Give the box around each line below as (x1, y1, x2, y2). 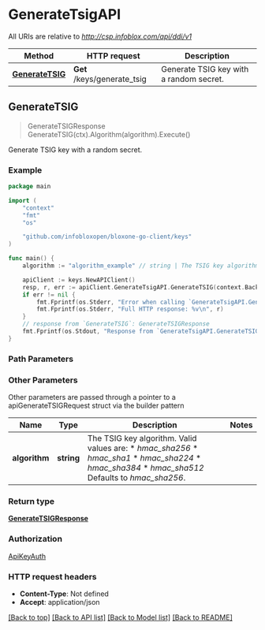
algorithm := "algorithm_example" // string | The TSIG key (22, 262, 224, 270)
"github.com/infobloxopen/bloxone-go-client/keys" (22, 233, 192, 241)
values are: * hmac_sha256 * (87, 443, 199, 454)
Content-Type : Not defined (19, 589, 109, 598)
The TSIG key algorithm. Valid (87, 433, 197, 444)
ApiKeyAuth (8, 551, 47, 561)
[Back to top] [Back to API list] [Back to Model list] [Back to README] (8, 613, 233, 622)
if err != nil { (22, 290, 77, 299)
